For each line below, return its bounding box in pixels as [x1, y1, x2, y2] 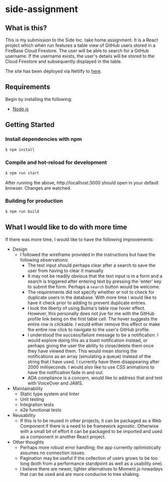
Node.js [12, 106, 29, 112]
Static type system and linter [20, 391, 79, 397]
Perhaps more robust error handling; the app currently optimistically [20, 444, 161, 450]
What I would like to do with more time [5, 223, 127, 231]
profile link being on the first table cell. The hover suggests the [27, 316, 157, 322]
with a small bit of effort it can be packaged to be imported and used [20, 428, 162, 434]
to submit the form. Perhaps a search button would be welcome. [27, 283, 160, 289]
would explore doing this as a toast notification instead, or [27, 337, 148, 343]
